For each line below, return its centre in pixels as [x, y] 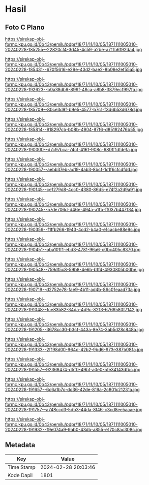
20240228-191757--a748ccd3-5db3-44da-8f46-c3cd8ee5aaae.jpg [74, 409]
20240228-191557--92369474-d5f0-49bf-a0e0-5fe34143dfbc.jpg [73, 370]
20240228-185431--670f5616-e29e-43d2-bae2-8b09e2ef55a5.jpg [74, 69]
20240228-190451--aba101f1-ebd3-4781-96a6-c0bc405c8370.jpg [73, 249]
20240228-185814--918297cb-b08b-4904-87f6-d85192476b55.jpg [74, 129]
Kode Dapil [20, 475]
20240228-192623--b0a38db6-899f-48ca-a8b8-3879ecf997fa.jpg [74, 89]
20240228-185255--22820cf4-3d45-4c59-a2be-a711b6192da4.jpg [74, 49]
